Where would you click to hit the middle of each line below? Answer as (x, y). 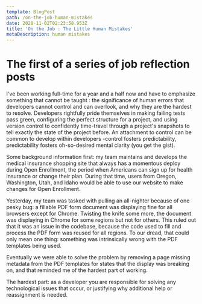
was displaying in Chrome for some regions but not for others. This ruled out (101, 220)
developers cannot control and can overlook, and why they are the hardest (99, 107)
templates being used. (34, 246)
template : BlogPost (31, 12)
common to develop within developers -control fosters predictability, (91, 139)
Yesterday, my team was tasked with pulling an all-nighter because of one (98, 201)
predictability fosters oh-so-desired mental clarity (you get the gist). (91, 145)
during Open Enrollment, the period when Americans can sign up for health (99, 170)
